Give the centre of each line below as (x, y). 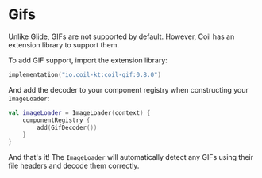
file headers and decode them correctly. (74, 166)
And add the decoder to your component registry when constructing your (128, 89)
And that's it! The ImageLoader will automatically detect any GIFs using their (131, 157)
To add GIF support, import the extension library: (88, 60)
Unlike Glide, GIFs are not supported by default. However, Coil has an (121, 36)
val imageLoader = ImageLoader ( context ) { (79, 112)
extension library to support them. (64, 44)
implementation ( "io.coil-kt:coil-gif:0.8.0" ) (85, 74)
